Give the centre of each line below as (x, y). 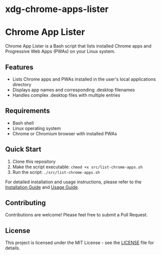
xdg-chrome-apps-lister (57, 9)
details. (13, 248)
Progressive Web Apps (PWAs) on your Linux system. (60, 52)
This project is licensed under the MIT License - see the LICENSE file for (79, 243)
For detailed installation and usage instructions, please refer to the (73, 182)
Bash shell (23, 123)
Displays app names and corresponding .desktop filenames (73, 90)
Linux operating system (36, 128)
